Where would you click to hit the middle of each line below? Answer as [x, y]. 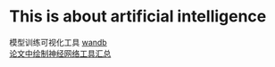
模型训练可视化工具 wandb [58, 42]
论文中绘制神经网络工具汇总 [60, 53]
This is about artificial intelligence [138, 17]
